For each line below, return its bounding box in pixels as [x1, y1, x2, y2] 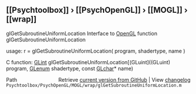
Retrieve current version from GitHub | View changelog [58, 76, 191, 83]
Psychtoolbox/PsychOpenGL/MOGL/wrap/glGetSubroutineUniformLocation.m [6, 82, 182, 88]
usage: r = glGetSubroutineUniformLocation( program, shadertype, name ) [6, 47, 185, 54]
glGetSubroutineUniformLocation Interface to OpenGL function [6, 30, 158, 37]
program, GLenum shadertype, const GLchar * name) [6, 65, 133, 72]
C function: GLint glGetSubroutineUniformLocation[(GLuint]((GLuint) [6, 58, 171, 65]
